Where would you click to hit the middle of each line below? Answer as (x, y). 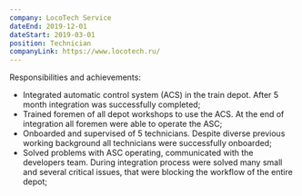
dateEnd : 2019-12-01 (49, 26)
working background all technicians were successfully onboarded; (147, 143)
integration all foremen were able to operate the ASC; (122, 124)
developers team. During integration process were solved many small (152, 162)
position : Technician (50, 43)
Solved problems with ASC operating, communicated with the (138, 153)
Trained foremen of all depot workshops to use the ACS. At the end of (153, 114)
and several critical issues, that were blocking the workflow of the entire (157, 172)
